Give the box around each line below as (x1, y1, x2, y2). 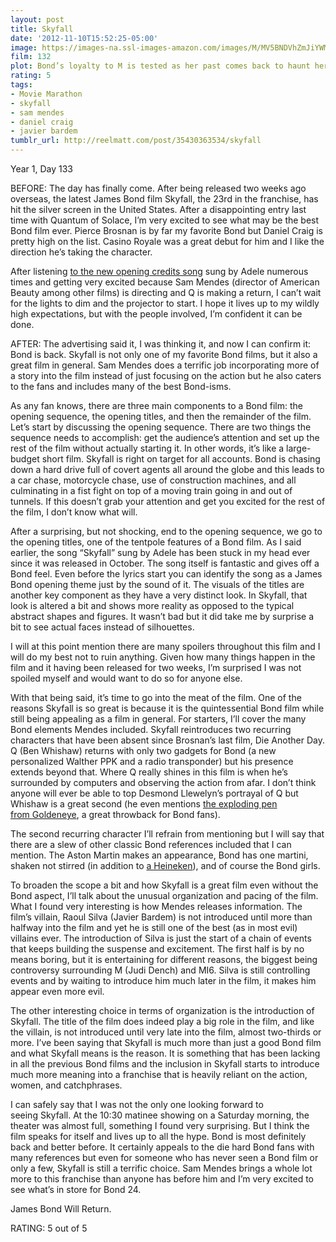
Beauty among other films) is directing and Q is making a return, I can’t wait (10, 287, 322, 298)
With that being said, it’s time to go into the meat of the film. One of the (10, 692, 302, 703)
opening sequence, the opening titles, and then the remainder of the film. (10, 411, 312, 422)
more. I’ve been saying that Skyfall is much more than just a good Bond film (10, 1037, 322, 1048)
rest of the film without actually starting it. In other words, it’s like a (10, 442, 285, 454)
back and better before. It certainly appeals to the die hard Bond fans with (10, 1141, 315, 1153)
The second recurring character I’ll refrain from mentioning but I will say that (10, 828, 325, 840)
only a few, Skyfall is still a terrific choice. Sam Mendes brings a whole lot (10, 1162, 313, 1174)
